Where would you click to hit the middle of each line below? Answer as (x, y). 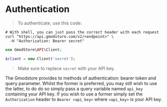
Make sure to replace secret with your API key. (66, 68)
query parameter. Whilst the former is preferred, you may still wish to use (81, 83)
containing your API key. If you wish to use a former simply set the (74, 94)
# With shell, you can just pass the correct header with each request (82, 32)
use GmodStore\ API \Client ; (34, 49)
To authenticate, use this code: (50, 23)
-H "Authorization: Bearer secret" (47, 41)
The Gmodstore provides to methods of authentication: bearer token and (81, 78)
